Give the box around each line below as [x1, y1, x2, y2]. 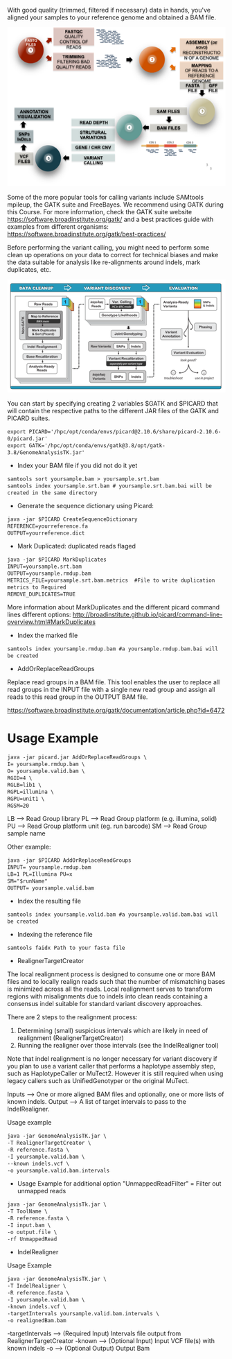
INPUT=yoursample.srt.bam [7, 563, 82, 570]
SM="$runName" [7, 878, 48, 885]
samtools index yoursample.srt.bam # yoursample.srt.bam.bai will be [7, 482, 213, 490]
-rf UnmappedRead [7, 1236, 57, 1243]
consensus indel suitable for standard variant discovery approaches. [7, 1000, 203, 1008]
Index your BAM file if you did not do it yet [17, 461, 138, 469]
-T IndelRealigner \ [7, 1283, 67, 1290]
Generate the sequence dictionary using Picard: [17, 501, 154, 510]
